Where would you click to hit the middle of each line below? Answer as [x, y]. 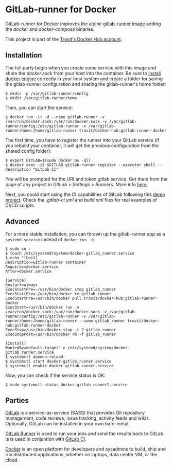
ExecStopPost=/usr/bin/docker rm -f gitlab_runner [61, 334]
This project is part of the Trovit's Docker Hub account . [64, 39]
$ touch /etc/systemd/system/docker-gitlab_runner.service [70, 253]
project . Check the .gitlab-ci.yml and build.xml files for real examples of [81, 200]
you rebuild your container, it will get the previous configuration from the [82, 146]
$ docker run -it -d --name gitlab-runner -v [55, 117]
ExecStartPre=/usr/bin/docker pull [44, 298]
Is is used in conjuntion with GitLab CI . [46, 439]
